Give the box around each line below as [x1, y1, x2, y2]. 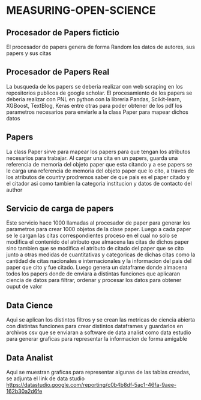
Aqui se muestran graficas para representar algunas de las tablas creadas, [6, 369, 191, 376]
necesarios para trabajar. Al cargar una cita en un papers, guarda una [6, 154, 178, 162]
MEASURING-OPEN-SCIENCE [6, 4, 156, 17]
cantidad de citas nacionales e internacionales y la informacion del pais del [6, 257, 192, 265]
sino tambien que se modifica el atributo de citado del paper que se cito [6, 245, 184, 252]
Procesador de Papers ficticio [6, 28, 120, 38]
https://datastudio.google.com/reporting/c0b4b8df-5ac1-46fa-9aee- [6, 381, 177, 389]
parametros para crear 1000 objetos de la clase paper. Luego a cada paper [6, 226, 191, 233]
